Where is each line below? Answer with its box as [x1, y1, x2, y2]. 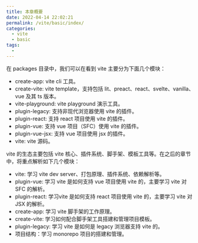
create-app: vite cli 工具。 [14, 77, 79, 84]
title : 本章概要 [6, 8, 43, 15]
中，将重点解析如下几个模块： [6, 157, 80, 165]
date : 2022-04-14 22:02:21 [6, 14, 74, 20]
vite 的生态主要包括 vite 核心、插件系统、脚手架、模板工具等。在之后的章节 [6, 150, 191, 157]
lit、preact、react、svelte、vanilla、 [104, 85, 194, 92]
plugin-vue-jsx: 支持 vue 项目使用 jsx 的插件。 [14, 130, 129, 137]
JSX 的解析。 [14, 200, 48, 207]
